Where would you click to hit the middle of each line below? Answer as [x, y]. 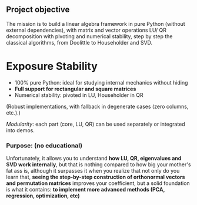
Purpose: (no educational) [44, 145]
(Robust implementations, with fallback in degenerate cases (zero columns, [97, 106]
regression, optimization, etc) [43, 196]
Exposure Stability [52, 66]
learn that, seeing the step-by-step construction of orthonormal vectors [96, 177]
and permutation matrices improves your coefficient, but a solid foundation [98, 183]
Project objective [38, 10]
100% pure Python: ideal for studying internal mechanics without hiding [101, 82]
